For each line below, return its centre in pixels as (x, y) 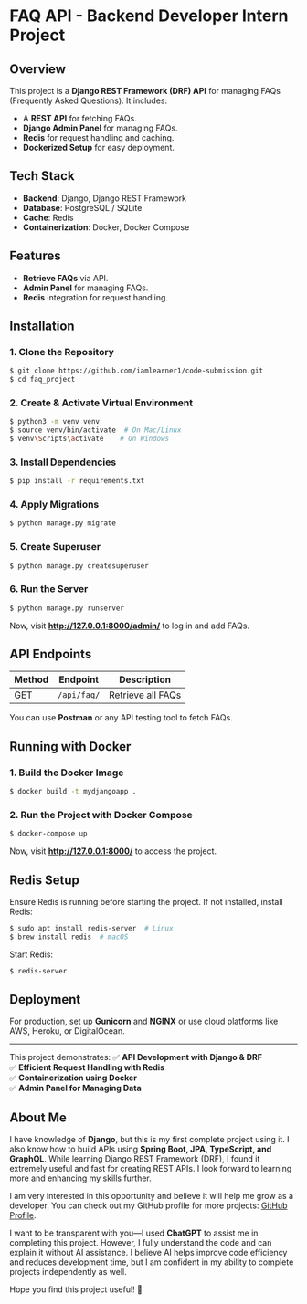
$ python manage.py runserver (67, 608)
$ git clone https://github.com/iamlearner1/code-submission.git (136, 371)
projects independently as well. (68, 1272)
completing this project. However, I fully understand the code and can (141, 1243)
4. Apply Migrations (54, 505)
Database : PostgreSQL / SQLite (82, 207)
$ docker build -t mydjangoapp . (73, 792)
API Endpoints (51, 654)
